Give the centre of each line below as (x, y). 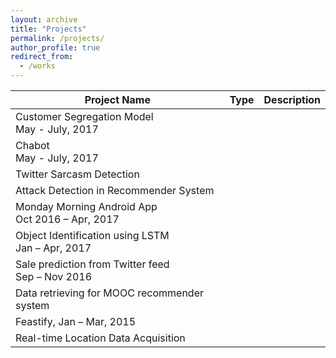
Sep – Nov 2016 (54, 276)
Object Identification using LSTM (92, 235)
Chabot (32, 145)
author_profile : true (55, 47)
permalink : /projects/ (57, 38)
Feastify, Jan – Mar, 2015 (76, 321)
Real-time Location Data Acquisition (100, 338)
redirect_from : (42, 57)
